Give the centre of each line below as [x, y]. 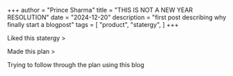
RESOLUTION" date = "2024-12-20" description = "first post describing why [117, 17]
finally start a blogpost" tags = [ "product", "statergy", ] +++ [93, 25]
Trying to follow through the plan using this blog [76, 65]
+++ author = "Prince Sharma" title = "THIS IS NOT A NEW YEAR [100, 10]
